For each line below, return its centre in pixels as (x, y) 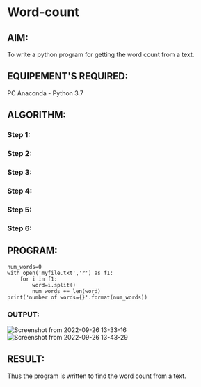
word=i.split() (54, 285)
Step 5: (20, 210)
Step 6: (20, 228)
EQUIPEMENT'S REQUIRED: (68, 76)
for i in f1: (39, 279)
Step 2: (20, 154)
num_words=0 (24, 267)
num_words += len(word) (66, 291)
